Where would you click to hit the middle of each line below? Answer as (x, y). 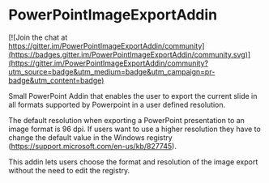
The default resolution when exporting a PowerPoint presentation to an (127, 120)
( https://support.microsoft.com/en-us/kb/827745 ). (92, 146)
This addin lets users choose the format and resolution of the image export (133, 162)
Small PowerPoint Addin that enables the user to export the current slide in (133, 96)
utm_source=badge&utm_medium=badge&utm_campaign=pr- (112, 71)
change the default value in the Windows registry (90, 137)
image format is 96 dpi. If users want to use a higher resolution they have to (134, 129)
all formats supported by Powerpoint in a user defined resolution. (117, 104)
